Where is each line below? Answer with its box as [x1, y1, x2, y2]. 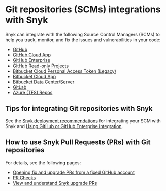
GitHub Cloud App [12, 52, 51, 58]
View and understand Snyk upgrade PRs [12, 180, 97, 186]
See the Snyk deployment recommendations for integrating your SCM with [5, 118, 161, 124]
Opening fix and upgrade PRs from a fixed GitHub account [12, 169, 135, 175]
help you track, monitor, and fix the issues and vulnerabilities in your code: [5, 37, 161, 43]
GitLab [12, 84, 27, 90]
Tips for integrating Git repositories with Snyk [5, 104, 153, 113]
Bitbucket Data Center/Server [12, 79, 75, 85]
